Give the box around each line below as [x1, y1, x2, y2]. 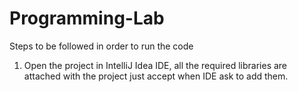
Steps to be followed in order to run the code [9, 40, 194, 52]
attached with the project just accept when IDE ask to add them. [23, 70, 289, 82]
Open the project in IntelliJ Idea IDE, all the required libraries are [23, 59, 288, 71]
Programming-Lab [9, 7, 165, 30]
